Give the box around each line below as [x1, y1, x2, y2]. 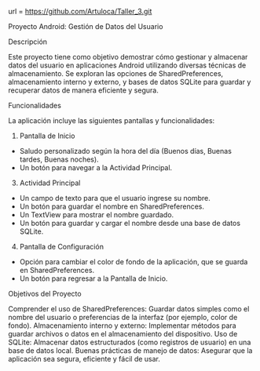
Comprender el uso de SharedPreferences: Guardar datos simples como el [8, 304, 250, 313]
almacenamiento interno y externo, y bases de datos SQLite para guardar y [8, 78, 251, 86]
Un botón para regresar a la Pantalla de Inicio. [19, 274, 168, 283]
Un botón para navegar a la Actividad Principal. [19, 163, 173, 172]
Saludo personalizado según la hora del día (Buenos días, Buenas [19, 147, 232, 155]
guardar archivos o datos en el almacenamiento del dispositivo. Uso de [8, 329, 238, 338]
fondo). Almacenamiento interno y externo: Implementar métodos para [8, 321, 237, 330]
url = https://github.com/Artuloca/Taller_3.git [8, 7, 152, 16]
